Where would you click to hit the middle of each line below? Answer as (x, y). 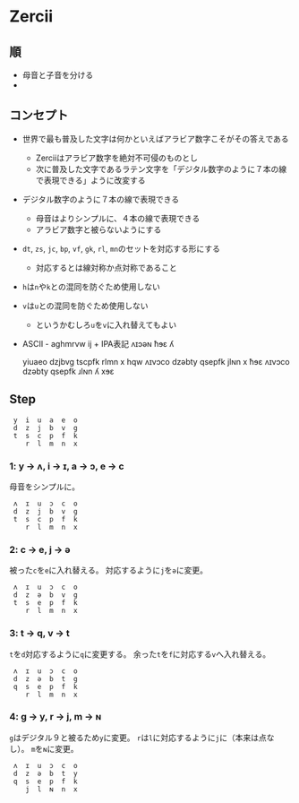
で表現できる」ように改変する (90, 180)
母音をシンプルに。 (45, 487)
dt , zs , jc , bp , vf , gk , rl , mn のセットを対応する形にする (121, 248)
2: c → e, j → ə (40, 549)
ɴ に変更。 (61, 748)
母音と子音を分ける (58, 75)
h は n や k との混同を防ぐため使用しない (91, 286)
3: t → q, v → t (39, 634)
